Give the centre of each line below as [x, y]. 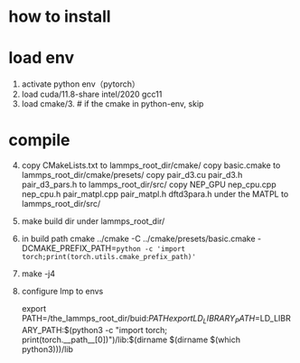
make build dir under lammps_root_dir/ [93, 221]
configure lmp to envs [62, 292]
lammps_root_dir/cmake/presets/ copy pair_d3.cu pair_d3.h [132, 175]
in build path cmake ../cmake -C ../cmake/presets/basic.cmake [138, 239]
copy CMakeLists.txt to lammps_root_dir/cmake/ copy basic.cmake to [151, 165]
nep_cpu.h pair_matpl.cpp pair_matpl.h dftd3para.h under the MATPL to [155, 194]
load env [41, 58]
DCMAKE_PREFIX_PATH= [69, 248]
